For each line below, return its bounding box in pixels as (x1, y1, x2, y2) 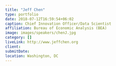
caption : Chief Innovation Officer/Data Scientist (5, 21, 112, 26)
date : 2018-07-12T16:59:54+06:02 (5, 16, 74, 21)
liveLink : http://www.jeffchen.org (5, 40, 78, 45)
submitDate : (5, 49, 30, 54)
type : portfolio (5, 12, 39, 17)
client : (5, 44, 21, 49)
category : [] (5, 35, 32, 40)
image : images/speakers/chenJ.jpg (5, 30, 77, 35)
